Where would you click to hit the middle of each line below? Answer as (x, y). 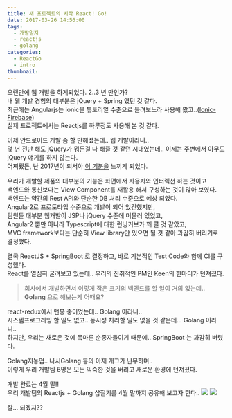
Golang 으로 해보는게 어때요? (64, 297)
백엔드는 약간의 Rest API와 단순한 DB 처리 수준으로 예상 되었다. (92, 198)
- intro (25, 65)
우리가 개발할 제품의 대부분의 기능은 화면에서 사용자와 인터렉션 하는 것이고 (107, 181)
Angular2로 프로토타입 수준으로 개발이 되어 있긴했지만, (81, 207)
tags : (15, 26)
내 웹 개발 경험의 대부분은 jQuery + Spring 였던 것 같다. (82, 100)
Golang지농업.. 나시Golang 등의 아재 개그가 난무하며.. (80, 361)
